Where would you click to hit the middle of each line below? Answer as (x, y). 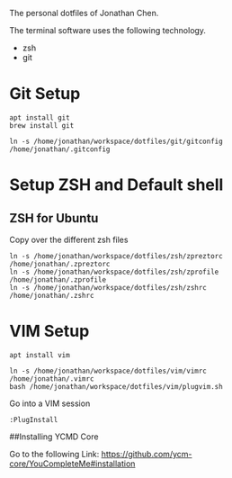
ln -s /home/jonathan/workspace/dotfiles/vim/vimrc (108, 371)
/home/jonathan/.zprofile (58, 280)
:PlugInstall (34, 419)
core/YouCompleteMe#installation (72, 464)
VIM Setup (49, 331)
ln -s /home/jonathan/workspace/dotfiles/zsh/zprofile (114, 272)
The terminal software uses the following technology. (108, 30)
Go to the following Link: (54, 454)
